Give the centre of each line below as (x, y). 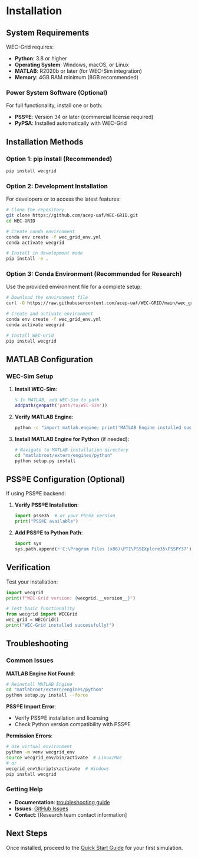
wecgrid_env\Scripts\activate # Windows (58, 769)
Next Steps (27, 834)
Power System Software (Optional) (57, 92)
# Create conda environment (41, 231)
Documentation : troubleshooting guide (62, 802)
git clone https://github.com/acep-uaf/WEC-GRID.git (72, 215)
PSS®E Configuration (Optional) (66, 479)
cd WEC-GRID (21, 221)
